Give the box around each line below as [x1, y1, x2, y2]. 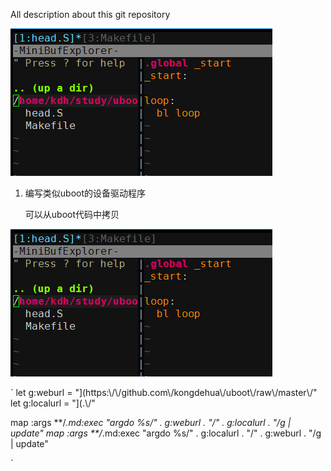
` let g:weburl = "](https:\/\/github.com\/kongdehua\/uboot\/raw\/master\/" [10, 387, 318, 398]
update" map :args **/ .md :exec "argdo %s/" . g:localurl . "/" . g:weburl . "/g [10, 427, 322, 439]
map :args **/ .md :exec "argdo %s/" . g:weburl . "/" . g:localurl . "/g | [10, 417, 292, 428]
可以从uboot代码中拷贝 [24, 209, 120, 220]
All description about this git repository [10, 9, 171, 20]
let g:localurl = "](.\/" [10, 397, 96, 409]
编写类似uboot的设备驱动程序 [24, 187, 147, 199]
